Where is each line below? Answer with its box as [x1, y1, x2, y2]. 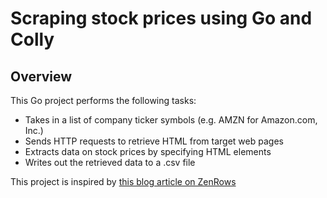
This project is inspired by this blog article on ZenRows [10, 176, 237, 187]
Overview [10, 68, 73, 85]
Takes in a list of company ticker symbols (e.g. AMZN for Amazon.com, [24, 114, 318, 126]
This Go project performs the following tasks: [10, 95, 197, 106]
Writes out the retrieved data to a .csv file [24, 157, 196, 168]
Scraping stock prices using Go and [10, 7, 313, 30]
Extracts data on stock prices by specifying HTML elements [24, 146, 272, 157]
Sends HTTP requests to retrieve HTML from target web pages [24, 135, 284, 147]
